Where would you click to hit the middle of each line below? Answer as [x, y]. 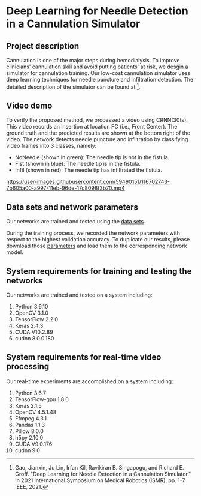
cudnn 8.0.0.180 [34, 339]
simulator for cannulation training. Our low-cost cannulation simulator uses [98, 73]
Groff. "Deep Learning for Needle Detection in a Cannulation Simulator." [103, 474]
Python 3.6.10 [31, 307]
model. [15, 252]
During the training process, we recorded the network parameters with [93, 233]
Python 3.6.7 [31, 393]
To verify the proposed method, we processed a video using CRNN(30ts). [97, 120]
